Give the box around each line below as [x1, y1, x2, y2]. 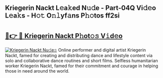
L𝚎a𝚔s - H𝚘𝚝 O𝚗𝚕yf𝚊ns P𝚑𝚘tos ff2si [5, 12, 120, 20]
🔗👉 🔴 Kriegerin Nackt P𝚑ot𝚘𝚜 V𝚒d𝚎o [5, 32, 123, 40]
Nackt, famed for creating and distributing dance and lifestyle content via [5, 53, 153, 58]
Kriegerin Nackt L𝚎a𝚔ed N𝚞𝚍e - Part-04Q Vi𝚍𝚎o [5, 4, 156, 12]
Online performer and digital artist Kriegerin [58, 47, 146, 53]
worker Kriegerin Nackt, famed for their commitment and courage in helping [5, 63, 158, 69]
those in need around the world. [5, 68, 70, 74]
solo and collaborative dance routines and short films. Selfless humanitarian [5, 58, 158, 63]
